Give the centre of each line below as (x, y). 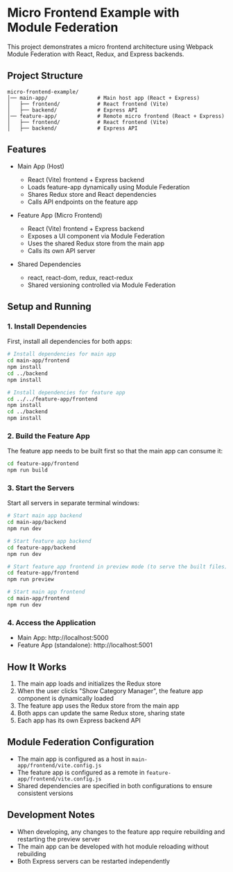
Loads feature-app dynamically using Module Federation (109, 187)
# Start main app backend (44, 516)
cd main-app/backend (37, 522)
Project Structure (45, 76)
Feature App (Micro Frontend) (60, 215)
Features (27, 149)
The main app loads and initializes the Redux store (89, 683)
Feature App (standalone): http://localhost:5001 (85, 645)
